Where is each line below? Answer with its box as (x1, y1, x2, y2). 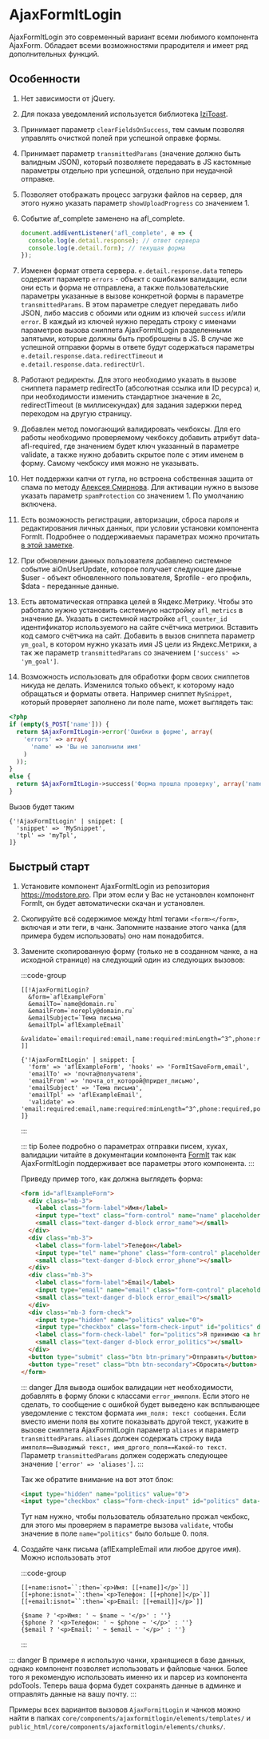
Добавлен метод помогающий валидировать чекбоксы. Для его (20, 424, 242, 434)
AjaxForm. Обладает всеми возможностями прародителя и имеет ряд (9, 40, 248, 50)
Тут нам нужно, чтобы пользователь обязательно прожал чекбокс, (20, 1512, 251, 1521)
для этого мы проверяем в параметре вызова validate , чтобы (20, 1521, 234, 1530)
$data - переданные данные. (20, 582, 119, 591)
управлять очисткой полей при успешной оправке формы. (20, 133, 222, 142)
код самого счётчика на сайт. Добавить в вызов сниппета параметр (20, 631, 255, 641)
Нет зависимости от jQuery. (20, 94, 116, 103)
